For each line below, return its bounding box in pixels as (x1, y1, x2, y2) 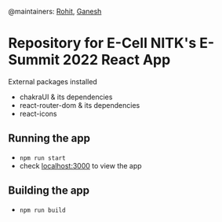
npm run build (19, 206, 66, 214)
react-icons (19, 109, 57, 118)
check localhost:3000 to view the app (19, 161, 143, 170)
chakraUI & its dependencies (19, 92, 113, 102)
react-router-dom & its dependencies (19, 100, 140, 109)
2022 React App (62, 51, 171, 69)
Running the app (8, 131, 90, 145)
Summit (8, 51, 60, 69)
